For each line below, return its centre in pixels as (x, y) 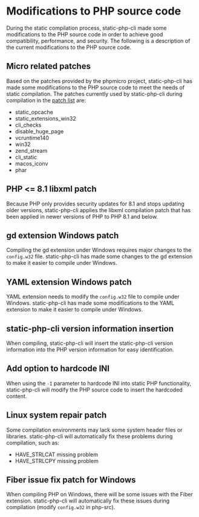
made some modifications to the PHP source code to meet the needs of (96, 87)
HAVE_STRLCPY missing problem (57, 461)
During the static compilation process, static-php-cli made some (86, 28)
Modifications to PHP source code (94, 11)
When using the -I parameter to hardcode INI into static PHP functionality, (99, 383)
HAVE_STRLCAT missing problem (57, 454)
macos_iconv (31, 163)
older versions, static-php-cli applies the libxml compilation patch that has (99, 210)
